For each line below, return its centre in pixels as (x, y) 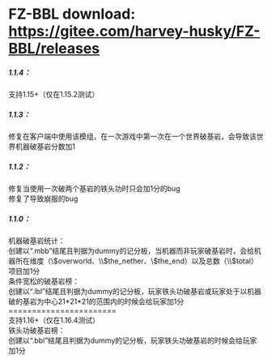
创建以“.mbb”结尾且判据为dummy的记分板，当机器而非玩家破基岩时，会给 (132, 251)
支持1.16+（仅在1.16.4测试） (54, 320)
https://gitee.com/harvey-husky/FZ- (134, 31)
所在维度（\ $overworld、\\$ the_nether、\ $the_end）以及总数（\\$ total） (136, 261)
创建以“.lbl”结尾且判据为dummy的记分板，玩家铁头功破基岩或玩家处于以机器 (135, 292)
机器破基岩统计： (37, 241)
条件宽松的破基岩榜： (44, 281)
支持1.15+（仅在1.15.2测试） (54, 95)
